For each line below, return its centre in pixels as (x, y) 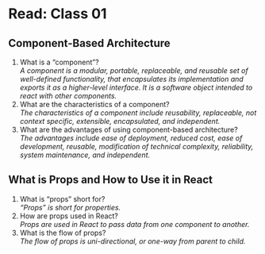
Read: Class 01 (58, 14)
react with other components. (68, 96)
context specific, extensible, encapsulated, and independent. (120, 121)
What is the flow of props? (63, 233)
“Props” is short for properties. (70, 207)
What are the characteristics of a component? (94, 104)
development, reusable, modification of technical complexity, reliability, (136, 146)
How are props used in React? (69, 216)
